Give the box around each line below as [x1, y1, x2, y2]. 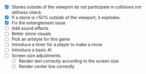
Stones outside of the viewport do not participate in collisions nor [11, 4, 142, 10]
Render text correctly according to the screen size [18, 58, 119, 64]
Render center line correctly [18, 63, 75, 69]
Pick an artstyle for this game [11, 36, 71, 42]
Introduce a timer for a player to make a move [11, 42, 102, 48]
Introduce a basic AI [11, 47, 52, 53]
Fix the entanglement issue [11, 20, 66, 26]
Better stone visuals [11, 31, 51, 37]
